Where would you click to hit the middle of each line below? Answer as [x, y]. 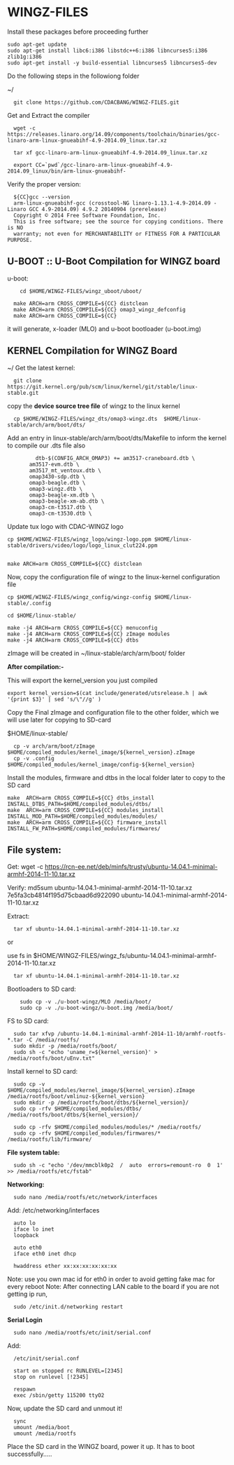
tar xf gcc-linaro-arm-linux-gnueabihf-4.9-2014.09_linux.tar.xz [111, 153]
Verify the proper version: [44, 184]
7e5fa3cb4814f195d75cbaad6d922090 [64, 896]
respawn [25, 1389]
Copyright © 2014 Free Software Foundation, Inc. [87, 215]
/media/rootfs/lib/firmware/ [50, 1140]
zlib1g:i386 [24, 57]
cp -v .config [34, 758]
